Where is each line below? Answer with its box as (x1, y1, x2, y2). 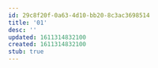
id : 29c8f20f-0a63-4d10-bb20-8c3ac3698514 (8, 11, 150, 20)
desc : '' (8, 26, 37, 34)
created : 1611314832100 (8, 41, 87, 48)
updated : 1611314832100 (8, 33, 87, 41)
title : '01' (8, 19, 47, 27)
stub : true (8, 48, 44, 55)
